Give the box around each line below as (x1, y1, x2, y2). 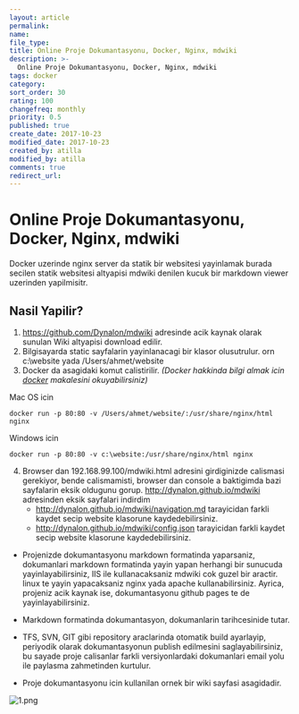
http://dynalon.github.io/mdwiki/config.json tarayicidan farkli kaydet (35, 523, 286, 533)
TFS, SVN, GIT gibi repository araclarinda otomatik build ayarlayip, (21, 632, 266, 642)
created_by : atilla (9, 146, 82, 155)
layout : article (9, 13, 70, 22)
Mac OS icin (9, 392, 54, 403)
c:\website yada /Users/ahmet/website (21, 355, 164, 366)
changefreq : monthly (9, 105, 87, 114)
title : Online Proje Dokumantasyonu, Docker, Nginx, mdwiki (9, 47, 238, 55)
